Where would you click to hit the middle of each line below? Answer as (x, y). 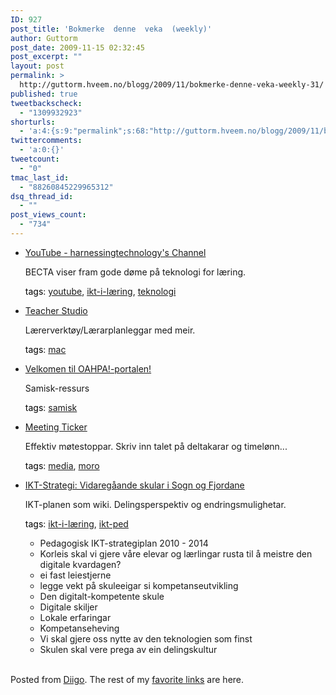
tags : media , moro (62, 465)
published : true (44, 94)
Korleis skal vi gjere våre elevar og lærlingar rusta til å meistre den (176, 553)
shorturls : (33, 122)
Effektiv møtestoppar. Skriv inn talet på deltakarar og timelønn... (156, 446)
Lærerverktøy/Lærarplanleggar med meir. (110, 330)
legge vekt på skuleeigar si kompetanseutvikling (139, 585)
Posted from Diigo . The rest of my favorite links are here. (127, 679)
